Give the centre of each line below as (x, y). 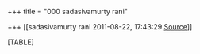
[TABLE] (21, 42)
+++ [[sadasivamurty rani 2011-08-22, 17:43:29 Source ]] (100, 27)
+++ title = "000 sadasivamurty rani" (68, 12)
